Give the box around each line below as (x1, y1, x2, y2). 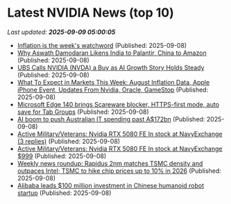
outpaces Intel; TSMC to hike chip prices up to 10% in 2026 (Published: (17, 167, 222, 175)
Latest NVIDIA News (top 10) (7, 5, 175, 21)
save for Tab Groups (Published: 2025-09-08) (17, 108, 149, 116)
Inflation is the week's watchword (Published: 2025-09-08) (17, 41, 187, 49)
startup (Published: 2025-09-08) (17, 189, 112, 197)
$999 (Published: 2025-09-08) (17, 151, 107, 160)
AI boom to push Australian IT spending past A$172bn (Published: (17, 114, 205, 123)
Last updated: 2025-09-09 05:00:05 (7, 28, 116, 36)
